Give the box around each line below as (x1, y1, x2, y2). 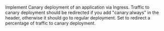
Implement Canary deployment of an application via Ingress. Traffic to (5, 4, 149, 10)
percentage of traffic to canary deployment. (5, 20, 96, 26)
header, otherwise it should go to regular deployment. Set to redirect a (5, 15, 150, 20)
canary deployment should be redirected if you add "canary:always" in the (5, 9, 159, 15)
